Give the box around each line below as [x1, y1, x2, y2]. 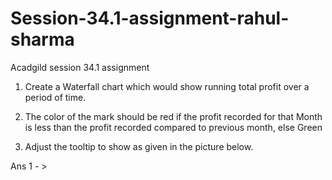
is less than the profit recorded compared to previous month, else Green [24, 121, 323, 133]
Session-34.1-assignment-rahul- [10, 7, 290, 30]
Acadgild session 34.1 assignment [10, 61, 150, 73]
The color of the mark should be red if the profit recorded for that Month [24, 110, 323, 122]
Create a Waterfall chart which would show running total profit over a [24, 80, 310, 92]
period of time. [24, 91, 87, 103]
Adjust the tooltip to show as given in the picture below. [24, 140, 254, 152]
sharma [10, 28, 75, 51]
